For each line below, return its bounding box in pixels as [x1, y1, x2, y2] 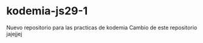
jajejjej [6, 30, 22, 37]
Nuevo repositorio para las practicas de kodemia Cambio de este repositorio [6, 24, 198, 31]
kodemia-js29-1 [6, 4, 88, 18]
